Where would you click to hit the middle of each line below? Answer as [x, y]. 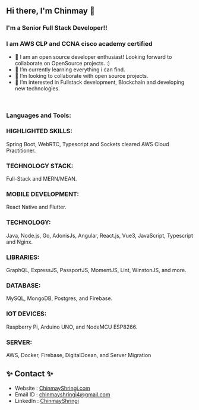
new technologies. [37, 88]
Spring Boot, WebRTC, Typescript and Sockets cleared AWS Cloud [88, 144]
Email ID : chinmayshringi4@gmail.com [63, 394]
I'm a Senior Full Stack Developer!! [57, 28]
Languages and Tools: [39, 115]
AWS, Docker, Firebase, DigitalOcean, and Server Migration [79, 355]
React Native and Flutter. [36, 207]
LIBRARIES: [23, 257]
